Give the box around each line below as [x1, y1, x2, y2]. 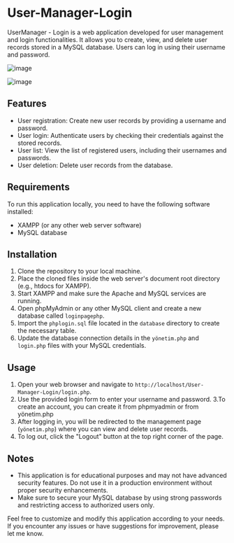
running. [17, 297, 42, 305]
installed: [7, 207, 34, 216]
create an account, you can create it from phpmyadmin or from [17, 402, 199, 411]
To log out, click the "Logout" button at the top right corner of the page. [17, 432, 224, 441]
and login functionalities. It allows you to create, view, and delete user [7, 35, 208, 43]
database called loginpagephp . [17, 311, 105, 320]
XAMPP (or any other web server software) [17, 220, 142, 229]
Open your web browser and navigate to [17, 380, 134, 389]
